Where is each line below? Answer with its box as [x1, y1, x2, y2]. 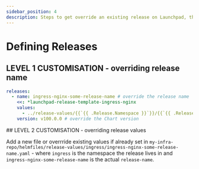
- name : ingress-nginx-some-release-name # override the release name [11, 94, 190, 100]
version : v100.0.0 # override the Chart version [17, 116, 139, 122]
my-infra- [149, 139, 174, 145]
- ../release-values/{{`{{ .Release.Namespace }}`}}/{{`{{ [21, 110, 171, 116]
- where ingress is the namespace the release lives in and [31, 149, 173, 157]
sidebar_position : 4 [6, 8, 57, 15]
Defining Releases [6, 40, 98, 53]
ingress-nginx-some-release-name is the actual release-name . [6, 155, 155, 163]
